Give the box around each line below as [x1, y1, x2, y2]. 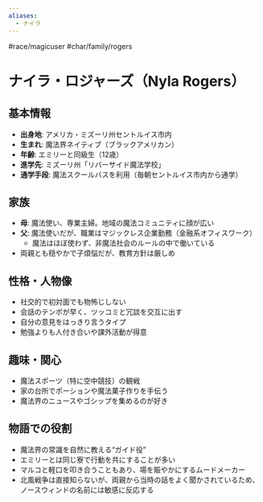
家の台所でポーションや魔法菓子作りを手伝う [19, 385, 169, 395]
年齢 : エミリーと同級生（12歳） [19, 150, 123, 159]
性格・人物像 [8, 274, 72, 288]
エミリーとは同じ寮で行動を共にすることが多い [19, 455, 175, 464]
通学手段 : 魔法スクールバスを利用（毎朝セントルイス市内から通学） [19, 170, 243, 179]
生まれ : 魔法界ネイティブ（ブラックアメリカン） [19, 139, 179, 149]
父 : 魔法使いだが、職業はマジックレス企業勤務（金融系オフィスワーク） [19, 228, 257, 238]
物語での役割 [8, 422, 72, 435]
